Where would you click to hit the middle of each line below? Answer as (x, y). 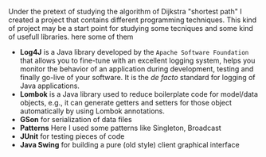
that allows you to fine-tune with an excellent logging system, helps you (137, 60)
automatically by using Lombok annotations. (92, 111)
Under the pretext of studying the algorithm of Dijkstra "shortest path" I (125, 11)
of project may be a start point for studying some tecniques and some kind (131, 28)
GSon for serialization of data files (76, 119)
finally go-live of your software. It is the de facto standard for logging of (138, 77)
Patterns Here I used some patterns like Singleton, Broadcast (120, 128)
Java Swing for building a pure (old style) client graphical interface (130, 145)
